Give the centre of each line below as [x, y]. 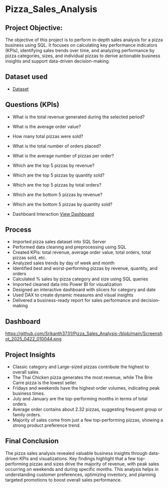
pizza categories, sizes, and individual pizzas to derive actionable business [83, 56]
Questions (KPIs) [32, 105]
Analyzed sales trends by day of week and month [63, 263]
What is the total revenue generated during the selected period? [78, 117]
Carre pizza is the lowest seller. [45, 383]
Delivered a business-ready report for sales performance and [76, 300]
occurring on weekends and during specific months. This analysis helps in [82, 469]
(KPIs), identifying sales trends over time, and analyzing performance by [80, 50]
